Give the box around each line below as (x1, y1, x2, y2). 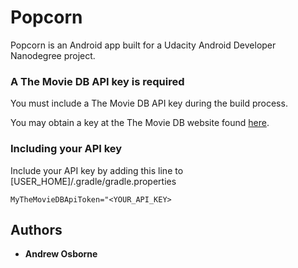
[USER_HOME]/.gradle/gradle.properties (10, 175, 177, 187)
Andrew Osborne (24, 248, 98, 260)
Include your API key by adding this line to (10, 164, 184, 176)
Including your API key (10, 142, 123, 156)
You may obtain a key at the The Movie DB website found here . (10, 117, 270, 129)
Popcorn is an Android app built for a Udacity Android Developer (10, 39, 277, 51)
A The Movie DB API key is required (10, 74, 185, 88)
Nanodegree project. (10, 49, 96, 61)
